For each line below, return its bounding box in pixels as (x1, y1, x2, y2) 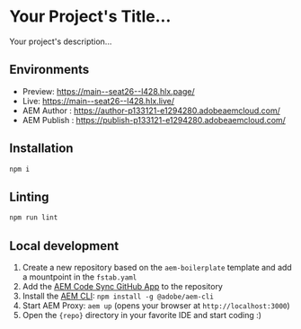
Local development (9, 238, 120, 253)
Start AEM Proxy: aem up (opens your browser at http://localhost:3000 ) (22, 299, 290, 311)
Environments (9, 62, 90, 77)
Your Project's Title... (9, 6, 172, 27)
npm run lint (9, 213, 58, 222)
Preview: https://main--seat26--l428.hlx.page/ (22, 85, 195, 96)
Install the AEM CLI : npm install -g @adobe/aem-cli (22, 290, 214, 301)
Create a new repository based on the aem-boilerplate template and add (22, 262, 292, 272)
